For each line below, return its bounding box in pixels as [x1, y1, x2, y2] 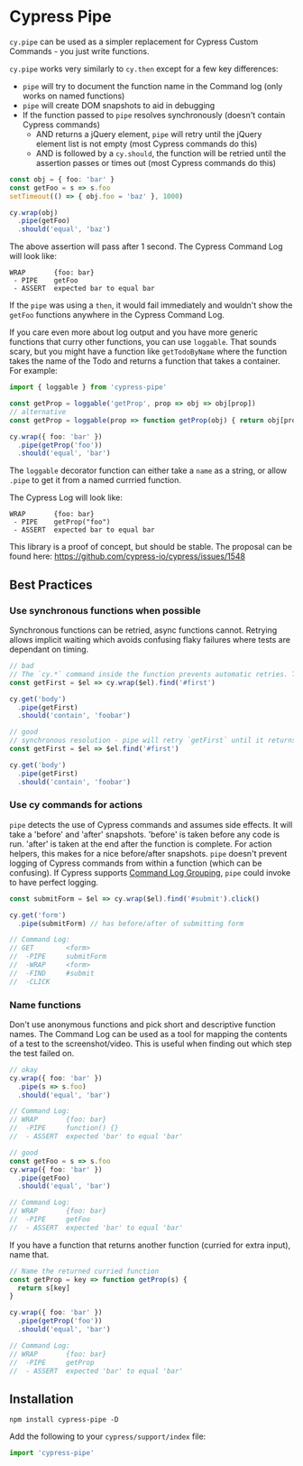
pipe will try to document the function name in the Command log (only [22, 80, 283, 91]
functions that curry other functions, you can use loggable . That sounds [9, 337, 277, 348]
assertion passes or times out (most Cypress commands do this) [35, 157, 277, 168]
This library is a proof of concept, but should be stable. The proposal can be [9, 542, 293, 552]
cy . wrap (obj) [9, 208, 59, 218]
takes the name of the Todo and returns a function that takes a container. [9, 356, 281, 366]
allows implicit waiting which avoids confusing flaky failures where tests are [9, 635, 291, 645]
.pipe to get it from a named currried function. [9, 475, 182, 486]
